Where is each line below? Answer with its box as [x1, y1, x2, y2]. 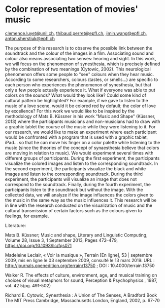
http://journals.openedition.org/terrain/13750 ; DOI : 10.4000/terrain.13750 [5, 263, 155, 269]
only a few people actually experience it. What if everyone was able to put [5, 87, 155, 93]
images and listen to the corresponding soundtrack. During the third [5, 171, 143, 177]
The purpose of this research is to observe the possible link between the [5, 45, 153, 51]
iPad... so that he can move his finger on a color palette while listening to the [5, 139, 160, 145]
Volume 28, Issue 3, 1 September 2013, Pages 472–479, [5, 237, 118, 243]
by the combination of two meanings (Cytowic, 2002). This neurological [5, 66, 151, 72]
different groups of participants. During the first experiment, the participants [5, 155, 160, 161]
